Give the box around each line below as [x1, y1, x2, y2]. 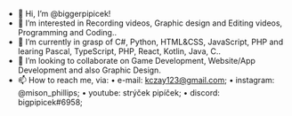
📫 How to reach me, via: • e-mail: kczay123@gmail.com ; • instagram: [17, 75, 275, 85]
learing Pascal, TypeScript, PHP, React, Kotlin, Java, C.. [17, 46, 221, 57]
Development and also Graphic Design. [17, 65, 162, 75]
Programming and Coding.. [17, 27, 118, 37]
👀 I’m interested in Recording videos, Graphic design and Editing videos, [17, 18, 283, 28]
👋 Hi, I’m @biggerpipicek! [17, 9, 111, 19]
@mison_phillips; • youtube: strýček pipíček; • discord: [17, 88, 221, 97]
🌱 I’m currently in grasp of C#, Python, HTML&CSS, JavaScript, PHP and [17, 36, 283, 47]
